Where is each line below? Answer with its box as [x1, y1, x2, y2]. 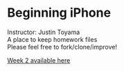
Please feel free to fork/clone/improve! [7, 42, 118, 51]
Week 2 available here [7, 56, 71, 64]
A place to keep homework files [7, 35, 98, 43]
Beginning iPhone [7, 5, 112, 21]
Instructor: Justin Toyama [7, 28, 80, 36]
